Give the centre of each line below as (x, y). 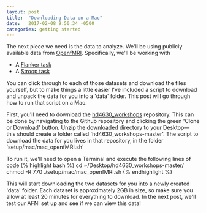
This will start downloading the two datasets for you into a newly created (98, 184)
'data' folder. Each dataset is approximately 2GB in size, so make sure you (100, 190)
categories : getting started (44, 29)
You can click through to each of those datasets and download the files (96, 83)
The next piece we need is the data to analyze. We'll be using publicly (94, 47)
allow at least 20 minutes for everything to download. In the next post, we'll (101, 197)
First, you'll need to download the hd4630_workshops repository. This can (100, 114)
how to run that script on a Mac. (47, 103)
